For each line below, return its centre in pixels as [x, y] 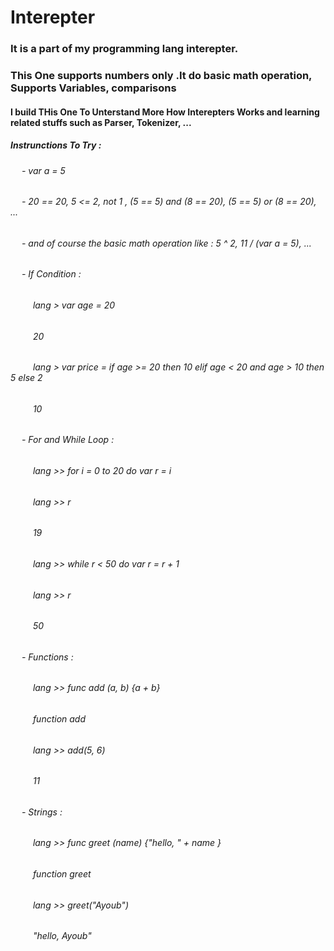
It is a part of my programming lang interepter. [124, 49]
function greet [62, 874]
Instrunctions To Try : [56, 145]
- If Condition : [51, 274]
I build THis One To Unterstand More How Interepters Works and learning [165, 112]
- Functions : [47, 657]
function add [59, 718]
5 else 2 [26, 378]
